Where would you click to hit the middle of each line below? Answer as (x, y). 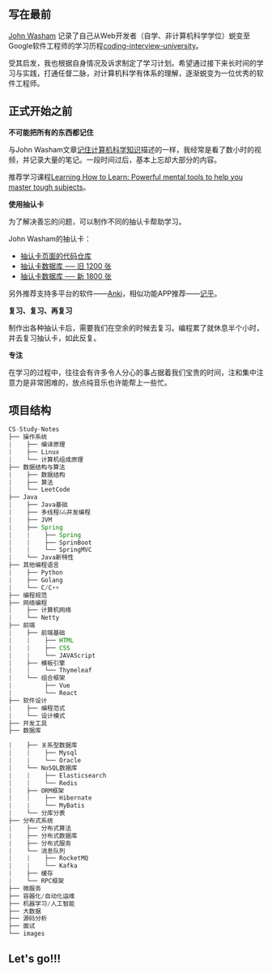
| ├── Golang (36, 580)
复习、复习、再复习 (40, 310)
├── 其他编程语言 (34, 565)
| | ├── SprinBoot (50, 542)
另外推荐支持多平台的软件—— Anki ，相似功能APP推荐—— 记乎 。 (115, 293)
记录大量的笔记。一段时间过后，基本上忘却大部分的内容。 (125, 160)
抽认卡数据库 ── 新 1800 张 (66, 276)
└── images (27, 934)
